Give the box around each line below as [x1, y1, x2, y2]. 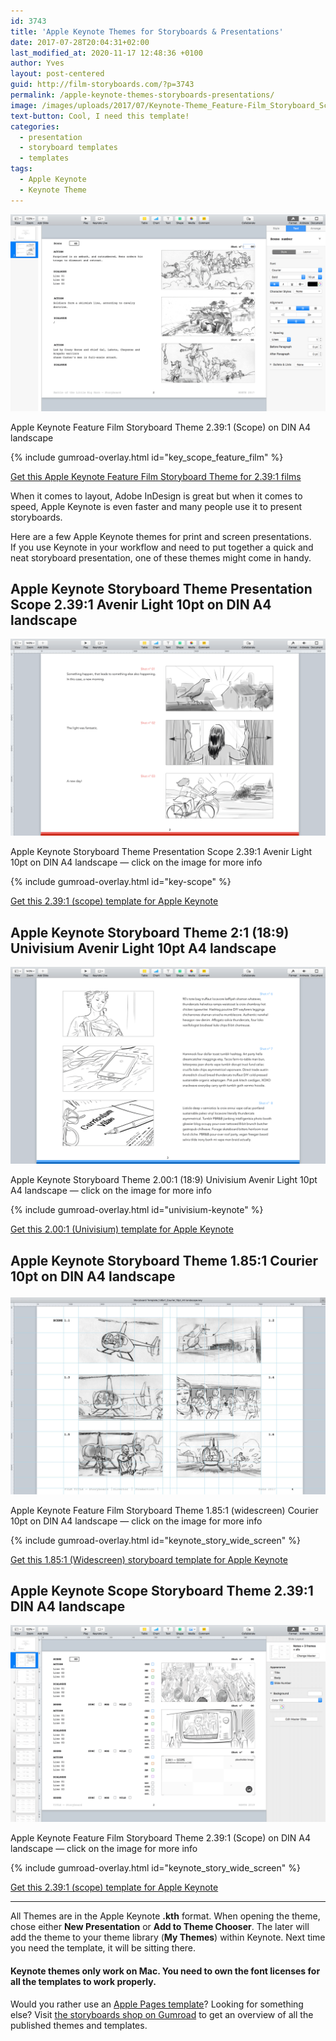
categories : [10, 121, 60, 132]
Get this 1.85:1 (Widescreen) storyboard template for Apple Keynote [10, 1553, 288, 1565]
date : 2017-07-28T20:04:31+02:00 [10, 37, 150, 47]
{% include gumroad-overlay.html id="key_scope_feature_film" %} [10, 451, 284, 463]
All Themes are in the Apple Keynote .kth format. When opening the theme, [10, 1910, 321, 1922]
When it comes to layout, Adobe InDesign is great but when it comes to [10, 490, 303, 502]
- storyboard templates [19, 143, 118, 153]
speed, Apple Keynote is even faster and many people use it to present [10, 500, 302, 512]
